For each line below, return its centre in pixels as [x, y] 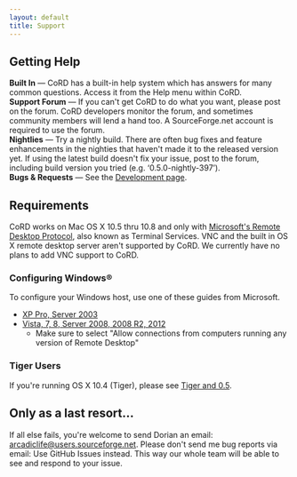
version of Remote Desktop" [87, 343]
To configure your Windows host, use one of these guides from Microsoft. [144, 298]
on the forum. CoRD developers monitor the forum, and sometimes [131, 111]
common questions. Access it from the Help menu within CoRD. [125, 92]
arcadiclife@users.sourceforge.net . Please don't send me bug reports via [144, 444]
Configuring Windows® [61, 278]
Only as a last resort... [72, 413]
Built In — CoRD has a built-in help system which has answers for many [141, 83]
